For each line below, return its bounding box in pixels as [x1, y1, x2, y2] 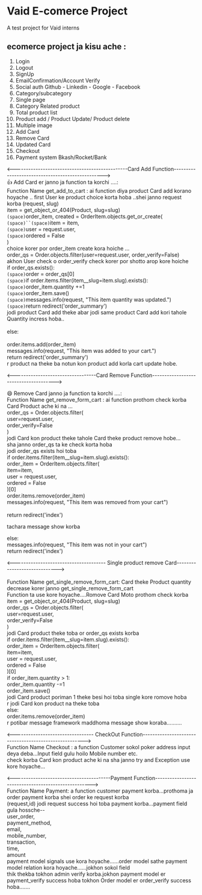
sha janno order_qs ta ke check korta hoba [7, 441, 113, 448]
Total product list [15, 108, 58, 116]
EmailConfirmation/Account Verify [15, 76, 100, 84]
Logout [15, 64, 34, 71]
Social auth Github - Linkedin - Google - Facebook [15, 83, 141, 90]
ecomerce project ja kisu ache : [7, 42, 127, 52]
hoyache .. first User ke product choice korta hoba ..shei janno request [7, 193, 182, 201]
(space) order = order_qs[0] [7, 270, 75, 278]
